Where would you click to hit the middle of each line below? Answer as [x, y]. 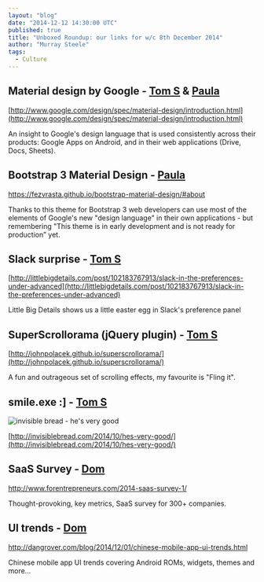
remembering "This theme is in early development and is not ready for [122, 226]
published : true [35, 30]
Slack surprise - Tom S [65, 259]
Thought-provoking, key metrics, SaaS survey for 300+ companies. [117, 503]
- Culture [31, 60]
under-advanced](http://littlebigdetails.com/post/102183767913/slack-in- [126, 286]
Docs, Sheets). [32, 150]
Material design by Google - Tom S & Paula [114, 91]
